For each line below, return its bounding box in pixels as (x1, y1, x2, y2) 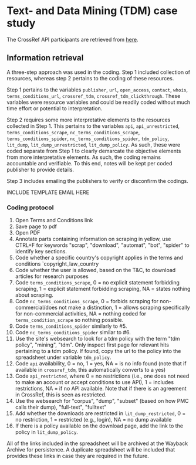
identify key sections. (15, 248, 67, 255)
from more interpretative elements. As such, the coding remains (6, 154, 161, 161)
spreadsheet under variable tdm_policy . (15, 354, 111, 361)
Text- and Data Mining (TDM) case (6, 4, 178, 18)
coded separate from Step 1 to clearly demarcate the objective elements (6, 147, 181, 154)
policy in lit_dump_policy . (15, 429, 79, 436)
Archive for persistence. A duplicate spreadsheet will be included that (6, 446, 175, 453)
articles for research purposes (15, 273, 89, 280)
